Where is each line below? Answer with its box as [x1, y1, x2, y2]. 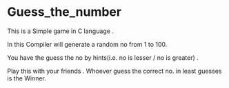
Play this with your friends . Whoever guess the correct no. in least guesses [7, 67, 222, 75]
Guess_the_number [7, 4, 122, 20]
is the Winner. [7, 74, 46, 82]
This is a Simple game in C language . [7, 27, 114, 35]
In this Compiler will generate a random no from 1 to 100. [7, 40, 168, 48]
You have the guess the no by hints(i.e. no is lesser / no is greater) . [7, 53, 199, 62]
